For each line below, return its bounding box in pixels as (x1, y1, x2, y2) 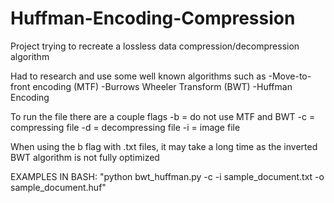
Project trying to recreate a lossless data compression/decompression (10, 40, 300, 52)
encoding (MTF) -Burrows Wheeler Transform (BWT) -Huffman (32, 80, 293, 92)
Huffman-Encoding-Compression (10, 7, 296, 30)
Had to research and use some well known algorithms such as (10, 70, 267, 82)
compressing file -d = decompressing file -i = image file (10, 121, 241, 133)
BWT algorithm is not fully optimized (10, 151, 160, 163)
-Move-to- (268, 70, 312, 82)
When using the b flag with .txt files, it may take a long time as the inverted (10, 140, 318, 152)
